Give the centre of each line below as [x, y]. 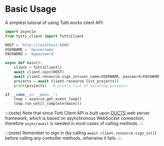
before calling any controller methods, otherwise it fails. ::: [63, 138]
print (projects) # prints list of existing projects [71, 86]
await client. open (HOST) [39, 72]
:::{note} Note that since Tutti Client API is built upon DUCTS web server [77, 113]
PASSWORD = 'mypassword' [30, 54]
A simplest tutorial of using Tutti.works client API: [54, 23]
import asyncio [20, 31]
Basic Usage [31, 9]
